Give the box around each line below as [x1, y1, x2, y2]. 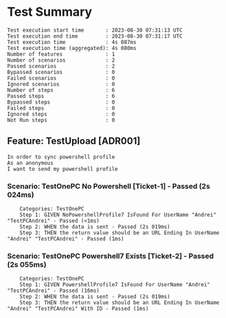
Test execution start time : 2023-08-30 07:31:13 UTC [7, 27, 183, 34]
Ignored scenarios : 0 [7, 80, 115, 88]
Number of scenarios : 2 [7, 56, 115, 64]
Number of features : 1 [7, 51, 115, 58]
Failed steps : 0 [7, 104, 115, 112]
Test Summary [7, 4, 93, 20]
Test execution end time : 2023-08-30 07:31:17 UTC [7, 32, 183, 40]
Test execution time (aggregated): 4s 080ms [7, 45, 137, 51]
